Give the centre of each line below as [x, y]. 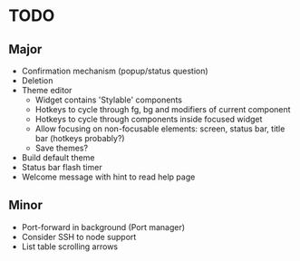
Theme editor [47, 90]
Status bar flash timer [62, 167]
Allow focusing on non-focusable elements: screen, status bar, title [160, 129]
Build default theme [58, 158]
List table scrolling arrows [70, 246]
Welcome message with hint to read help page [108, 177]
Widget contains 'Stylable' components [109, 100]
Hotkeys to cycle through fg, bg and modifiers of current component [163, 109]
